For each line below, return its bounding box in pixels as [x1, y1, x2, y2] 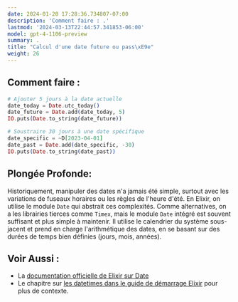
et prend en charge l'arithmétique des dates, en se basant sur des [27, 224, 220, 233]
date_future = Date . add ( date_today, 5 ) [7, 108, 126, 116]
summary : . [7, 37, 40, 44]
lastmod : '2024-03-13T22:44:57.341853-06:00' [7, 24, 144, 31]
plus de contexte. [17, 286, 69, 296]
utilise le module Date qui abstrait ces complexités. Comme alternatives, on [7, 202, 227, 210]
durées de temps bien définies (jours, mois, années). [7, 232, 162, 241]
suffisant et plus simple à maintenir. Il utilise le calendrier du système [7, 217, 209, 225]
